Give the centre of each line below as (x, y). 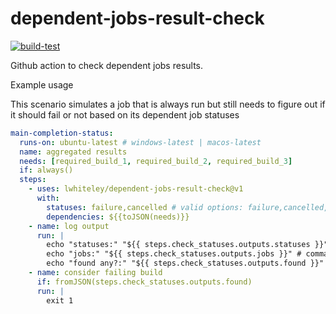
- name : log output (69, 226)
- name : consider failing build (95, 273)
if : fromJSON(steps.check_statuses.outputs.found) (144, 282)
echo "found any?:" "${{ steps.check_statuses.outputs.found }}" (185, 263)
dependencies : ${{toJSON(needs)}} (118, 217)
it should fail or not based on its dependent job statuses (125, 114)
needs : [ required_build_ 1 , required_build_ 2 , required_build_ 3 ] (156, 161)
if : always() (46, 170)
